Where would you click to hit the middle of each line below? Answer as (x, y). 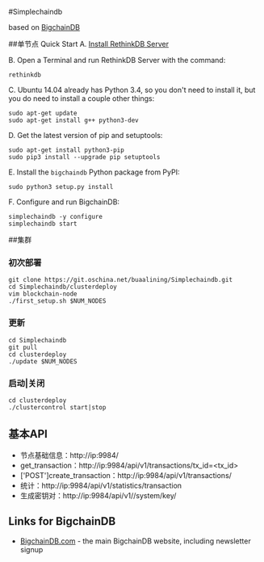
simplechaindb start (43, 224)
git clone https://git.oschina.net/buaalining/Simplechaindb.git (120, 280)
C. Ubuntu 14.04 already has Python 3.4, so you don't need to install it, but (132, 90)
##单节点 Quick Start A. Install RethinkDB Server (89, 44)
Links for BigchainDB (62, 521)
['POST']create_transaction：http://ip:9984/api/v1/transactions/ (126, 475)
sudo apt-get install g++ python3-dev (73, 120)
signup (31, 549)
